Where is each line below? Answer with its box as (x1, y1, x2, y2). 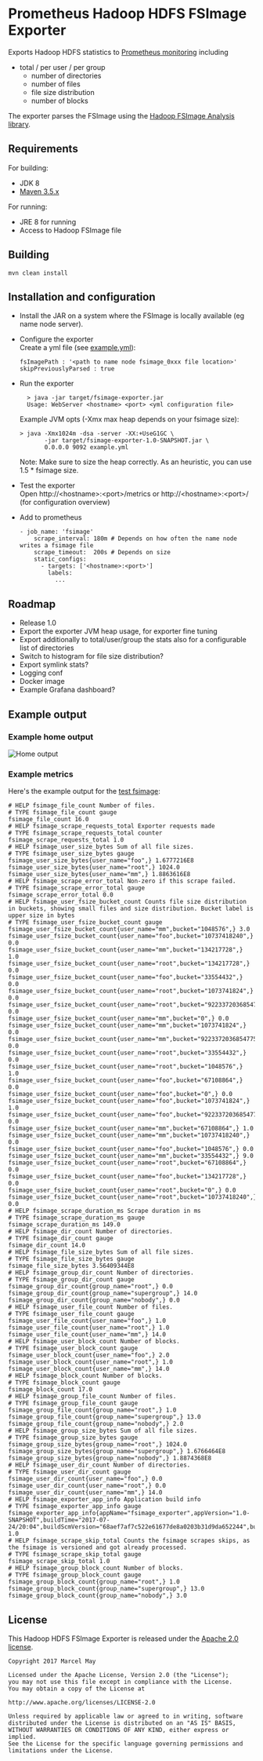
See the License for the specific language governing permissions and (8, 1740, 243, 1748)
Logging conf (19, 668, 63, 678)
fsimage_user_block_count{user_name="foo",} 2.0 (8, 1351, 170, 1359)
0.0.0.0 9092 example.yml (44, 444, 129, 451)
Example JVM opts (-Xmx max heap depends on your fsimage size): (19, 415, 240, 424)
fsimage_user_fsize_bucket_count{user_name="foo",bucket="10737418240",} (8, 932, 254, 941)
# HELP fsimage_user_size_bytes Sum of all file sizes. (8, 843, 194, 851)
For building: (8, 163, 49, 173)
